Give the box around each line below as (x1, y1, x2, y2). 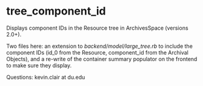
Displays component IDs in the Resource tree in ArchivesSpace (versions (6, 24, 189, 31)
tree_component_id (6, 4, 106, 18)
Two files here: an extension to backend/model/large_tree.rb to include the (6, 42, 193, 50)
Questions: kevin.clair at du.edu (6, 73, 85, 81)
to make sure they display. (6, 62, 72, 69)
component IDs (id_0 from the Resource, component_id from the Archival (6, 48, 189, 56)
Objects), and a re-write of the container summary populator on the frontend (6, 55, 198, 62)
